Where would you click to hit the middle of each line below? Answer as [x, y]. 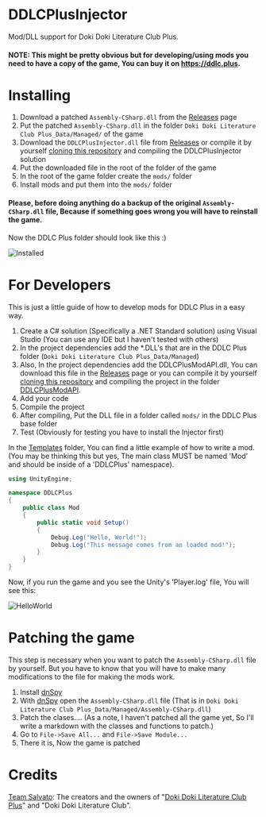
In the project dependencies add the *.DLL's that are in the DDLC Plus [133, 348]
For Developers [60, 285]
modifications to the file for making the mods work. [92, 677]
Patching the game [71, 638]
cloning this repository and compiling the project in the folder [120, 381]
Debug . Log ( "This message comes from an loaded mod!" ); [143, 545]
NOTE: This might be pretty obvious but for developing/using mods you [128, 55]
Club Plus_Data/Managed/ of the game [81, 134]
